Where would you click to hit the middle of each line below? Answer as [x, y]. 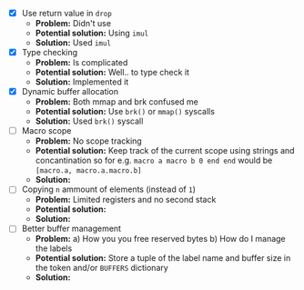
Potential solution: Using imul [92, 33]
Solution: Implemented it [82, 82]
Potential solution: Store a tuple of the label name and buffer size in [163, 258]
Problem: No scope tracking [88, 141]
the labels [54, 248]
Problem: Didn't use [73, 24]
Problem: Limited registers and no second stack [126, 200]
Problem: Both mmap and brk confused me [117, 102]
